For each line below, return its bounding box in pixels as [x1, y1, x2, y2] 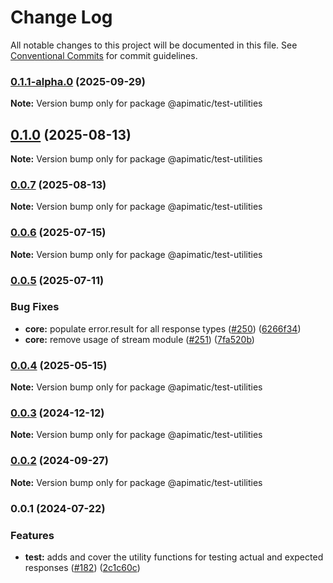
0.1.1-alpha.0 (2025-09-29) [10, 74, 146, 88]
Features [10, 528, 55, 542]
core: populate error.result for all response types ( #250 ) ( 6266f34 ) [24, 322, 302, 335]
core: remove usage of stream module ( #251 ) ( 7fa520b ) [24, 333, 255, 345]
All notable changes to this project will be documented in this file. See [10, 39, 298, 51]
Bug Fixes [10, 300, 60, 314]
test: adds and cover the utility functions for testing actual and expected [24, 551, 324, 563]
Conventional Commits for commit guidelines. [10, 49, 198, 61]
